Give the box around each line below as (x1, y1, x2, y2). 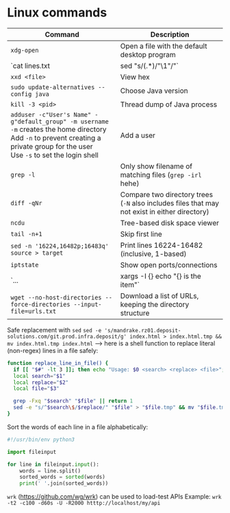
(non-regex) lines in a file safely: (7, 346, 99, 354)
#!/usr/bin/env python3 (7, 436, 75, 443)
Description (150, 30, 190, 39)
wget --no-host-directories (10, 293, 102, 301)
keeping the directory (120, 299, 190, 309)
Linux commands (7, 5, 107, 21)
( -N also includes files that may (120, 198, 220, 207)
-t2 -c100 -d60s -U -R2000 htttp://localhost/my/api (7, 500, 161, 507)
